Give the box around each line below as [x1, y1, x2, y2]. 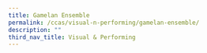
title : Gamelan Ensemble [8, 11, 90, 19]
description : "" [8, 26, 62, 34]
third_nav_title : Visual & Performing [8, 33, 136, 41]
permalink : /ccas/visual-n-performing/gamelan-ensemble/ [8, 19, 200, 26]
